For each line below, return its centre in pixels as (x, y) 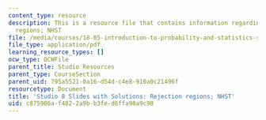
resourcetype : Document (47, 89)
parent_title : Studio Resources (61, 67)
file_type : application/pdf (55, 45)
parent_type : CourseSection (55, 74)
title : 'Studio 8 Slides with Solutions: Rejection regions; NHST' (122, 96)
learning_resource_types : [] (56, 52)
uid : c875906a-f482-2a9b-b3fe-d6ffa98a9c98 (81, 103)
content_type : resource (47, 15)
